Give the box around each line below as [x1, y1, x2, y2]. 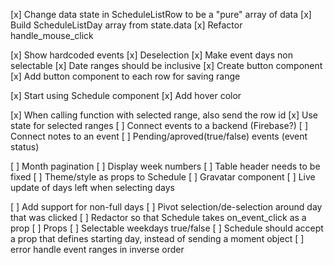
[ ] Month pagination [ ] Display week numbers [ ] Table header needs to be [10, 160, 321, 172]
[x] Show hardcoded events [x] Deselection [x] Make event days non [10, 49, 293, 61]
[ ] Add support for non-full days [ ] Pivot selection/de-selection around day [10, 201, 323, 213]
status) [10, 141, 40, 153]
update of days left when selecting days [10, 182, 175, 193]
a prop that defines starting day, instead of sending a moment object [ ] [10, 233, 305, 244]
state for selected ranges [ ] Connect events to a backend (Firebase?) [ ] [10, 120, 309, 131]
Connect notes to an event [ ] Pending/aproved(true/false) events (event [10, 130, 308, 142]
